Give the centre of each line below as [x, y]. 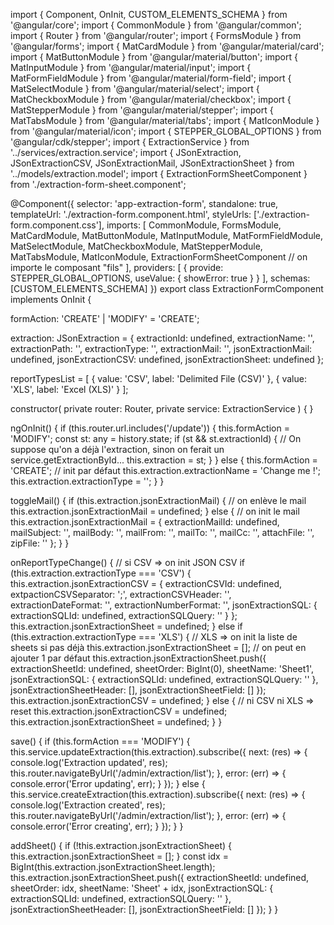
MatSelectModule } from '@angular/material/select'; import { [135, 88]
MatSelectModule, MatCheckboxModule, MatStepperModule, [136, 246]
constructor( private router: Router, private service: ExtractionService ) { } [162, 408]
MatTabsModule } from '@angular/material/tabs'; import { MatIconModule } [165, 120]
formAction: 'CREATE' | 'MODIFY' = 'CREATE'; [105, 318]
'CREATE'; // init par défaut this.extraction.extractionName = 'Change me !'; [166, 470]
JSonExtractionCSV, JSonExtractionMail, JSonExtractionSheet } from [152, 163]
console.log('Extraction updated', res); [89, 762]
